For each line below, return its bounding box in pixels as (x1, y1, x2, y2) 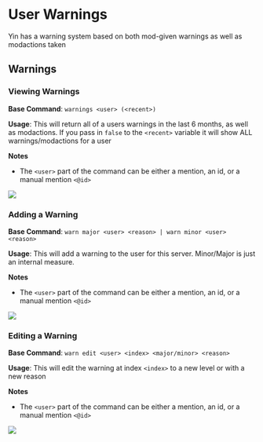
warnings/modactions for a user (8, 136, 112, 145)
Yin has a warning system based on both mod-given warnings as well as (8, 31, 243, 41)
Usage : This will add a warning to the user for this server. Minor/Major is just (8, 249, 256, 258)
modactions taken (8, 39, 67, 49)
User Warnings (8, 5, 108, 24)
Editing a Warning (8, 330, 78, 341)
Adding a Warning (8, 209, 79, 220)
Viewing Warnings (8, 86, 80, 97)
